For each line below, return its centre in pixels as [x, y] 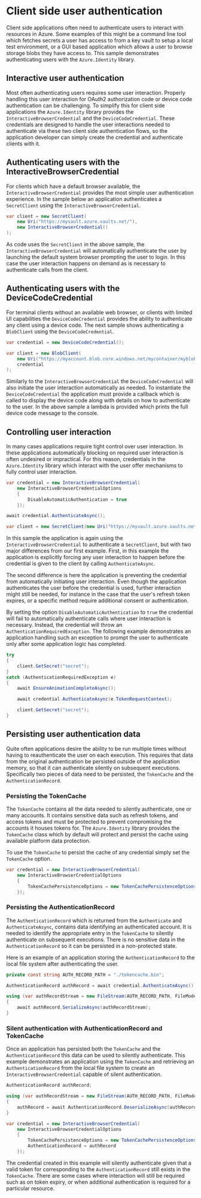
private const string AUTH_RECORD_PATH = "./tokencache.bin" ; [85, 975]
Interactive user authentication [65, 78]
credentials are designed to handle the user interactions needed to [88, 125]
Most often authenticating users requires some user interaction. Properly [96, 92]
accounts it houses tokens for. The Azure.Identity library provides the [93, 828]
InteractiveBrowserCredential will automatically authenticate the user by [96, 251]
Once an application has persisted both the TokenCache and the [83, 1049]
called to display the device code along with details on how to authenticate [98, 401]
